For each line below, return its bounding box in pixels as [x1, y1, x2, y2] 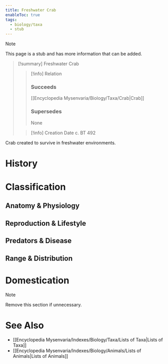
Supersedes [30, 108, 62, 115]
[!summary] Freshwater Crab [17, 61, 80, 67]
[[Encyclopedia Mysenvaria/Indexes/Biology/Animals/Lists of [12, 348, 141, 354]
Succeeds [30, 83, 57, 90]
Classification [5, 181, 66, 193]
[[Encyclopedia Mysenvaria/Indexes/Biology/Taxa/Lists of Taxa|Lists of [12, 336, 163, 342]
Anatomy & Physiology [5, 202, 80, 210]
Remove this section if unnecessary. [5, 301, 82, 307]
